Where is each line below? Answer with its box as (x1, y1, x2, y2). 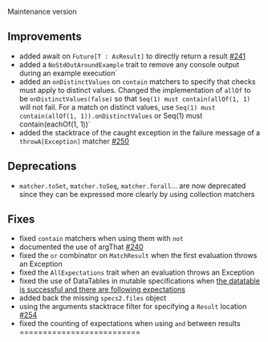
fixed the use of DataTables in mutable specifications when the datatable (18, 276, 260, 286)
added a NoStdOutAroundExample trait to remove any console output (18, 59, 240, 69)
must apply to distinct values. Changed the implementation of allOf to (18, 85, 251, 95)
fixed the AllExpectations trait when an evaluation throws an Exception (18, 268, 255, 277)
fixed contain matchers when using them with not (18, 234, 184, 243)
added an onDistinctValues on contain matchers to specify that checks (18, 76, 256, 87)
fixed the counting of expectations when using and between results (18, 319, 242, 328)
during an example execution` (18, 68, 118, 78)
